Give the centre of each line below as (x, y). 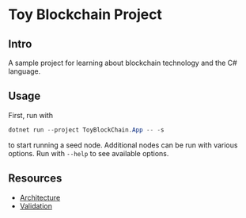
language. (25, 71)
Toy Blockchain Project (85, 15)
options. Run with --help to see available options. (89, 153)
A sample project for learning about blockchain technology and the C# (123, 63)
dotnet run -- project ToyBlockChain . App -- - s (86, 130)
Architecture (40, 197)
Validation (36, 206)
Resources (35, 179)
